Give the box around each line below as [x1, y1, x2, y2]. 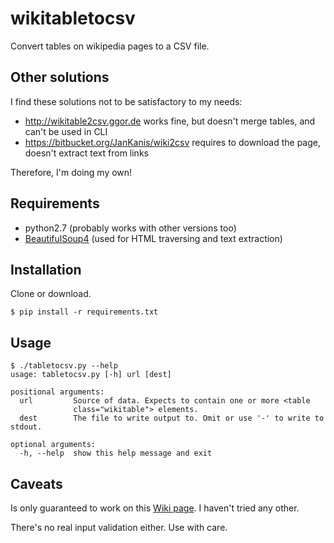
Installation [10, 261, 82, 278]
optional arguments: [10, 440, 97, 450]
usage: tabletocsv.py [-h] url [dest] [10, 370, 172, 380]
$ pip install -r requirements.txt [10, 307, 159, 317]
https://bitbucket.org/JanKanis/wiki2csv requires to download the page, [24, 136, 321, 148]
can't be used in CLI [24, 125, 108, 137]
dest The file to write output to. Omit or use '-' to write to [19, 413, 325, 424]
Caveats [10, 475, 63, 492]
